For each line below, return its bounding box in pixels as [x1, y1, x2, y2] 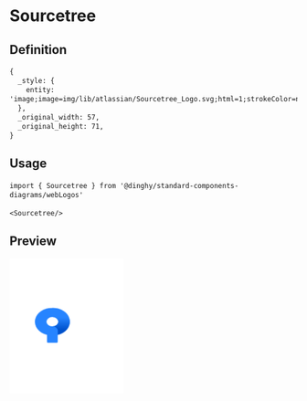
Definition [9, 42, 67, 58]
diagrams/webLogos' [9, 190, 84, 199]
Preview [9, 234, 58, 249]
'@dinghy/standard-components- [120, 181, 239, 190]
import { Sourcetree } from [9, 181, 117, 190]
